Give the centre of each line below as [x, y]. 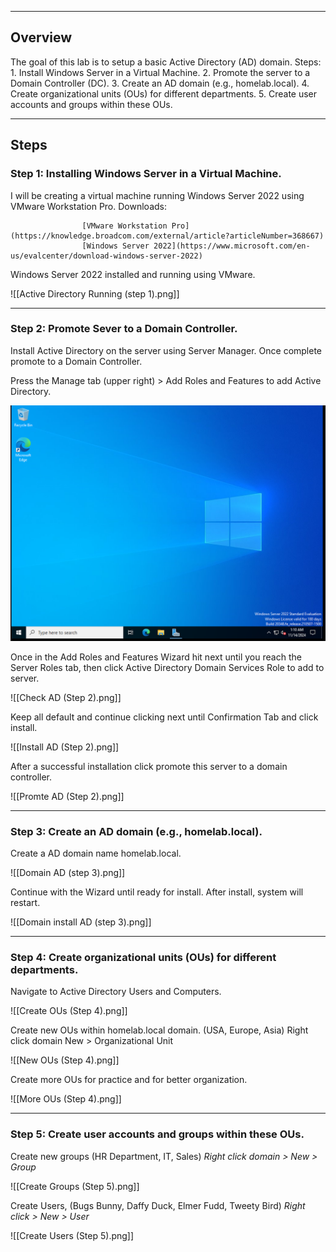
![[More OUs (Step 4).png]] [66, 1099]
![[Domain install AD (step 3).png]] [81, 922]
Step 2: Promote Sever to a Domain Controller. [124, 329]
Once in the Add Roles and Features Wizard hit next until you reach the [156, 657]
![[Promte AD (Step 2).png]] [67, 796]
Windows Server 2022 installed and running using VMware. [133, 274]
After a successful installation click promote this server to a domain [149, 766]
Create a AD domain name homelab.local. [96, 853]
